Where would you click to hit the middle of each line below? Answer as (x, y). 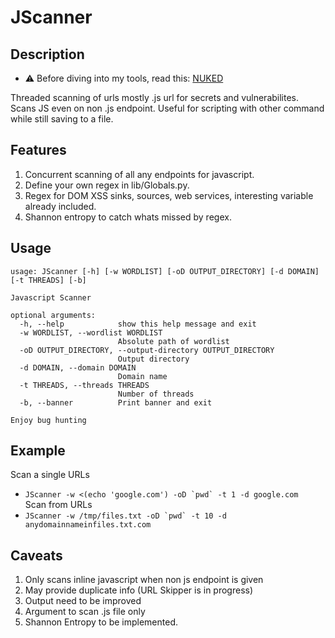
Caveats (36, 555)
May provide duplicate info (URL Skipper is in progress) (139, 590)
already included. (60, 206)
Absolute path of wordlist (173, 341)
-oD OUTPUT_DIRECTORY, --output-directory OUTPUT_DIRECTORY (147, 350)
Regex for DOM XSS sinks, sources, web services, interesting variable (169, 195)
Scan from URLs (58, 505)
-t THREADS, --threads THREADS (84, 385)
